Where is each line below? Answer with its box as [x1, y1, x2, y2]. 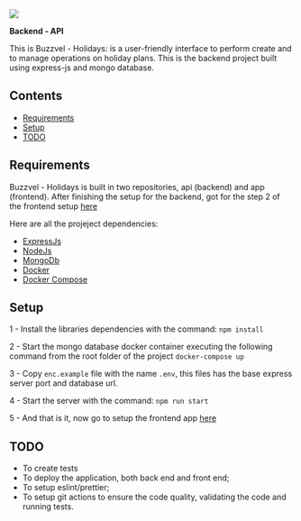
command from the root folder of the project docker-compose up [9, 351, 245, 361]
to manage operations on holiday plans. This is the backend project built [9, 53, 278, 63]
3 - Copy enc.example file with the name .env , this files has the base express [9, 369, 293, 379]
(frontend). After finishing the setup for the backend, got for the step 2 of [9, 191, 281, 202]
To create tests [22, 463, 78, 474]
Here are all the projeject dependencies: [9, 218, 159, 229]
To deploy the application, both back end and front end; [22, 472, 230, 483]
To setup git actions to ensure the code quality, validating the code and [22, 491, 287, 503]
